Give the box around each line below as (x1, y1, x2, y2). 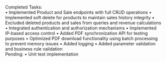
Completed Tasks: (5, 4, 42, 10)
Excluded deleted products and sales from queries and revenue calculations (5, 20, 162, 26)
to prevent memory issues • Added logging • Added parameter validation (5, 41, 156, 46)
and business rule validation (5, 46, 63, 52)
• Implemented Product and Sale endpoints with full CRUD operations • (5, 9, 152, 15)
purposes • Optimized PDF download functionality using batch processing (5, 35, 158, 41)
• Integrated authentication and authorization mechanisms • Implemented (5, 25, 157, 31)
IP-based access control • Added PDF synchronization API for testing (5, 31, 148, 36)
